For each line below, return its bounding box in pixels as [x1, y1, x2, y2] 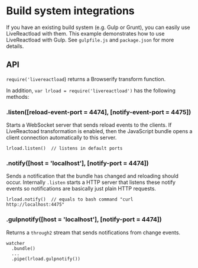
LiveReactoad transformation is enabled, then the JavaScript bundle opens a [6, 128, 193, 135]
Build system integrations [6, 4, 135, 18]
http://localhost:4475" [6, 202, 65, 208]
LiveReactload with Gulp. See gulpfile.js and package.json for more [6, 36, 174, 43]
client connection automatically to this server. [6, 134, 117, 141]
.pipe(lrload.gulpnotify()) [11, 256, 81, 261]
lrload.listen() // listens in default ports [6, 146, 123, 151]
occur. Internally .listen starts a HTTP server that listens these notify [6, 179, 176, 186]
